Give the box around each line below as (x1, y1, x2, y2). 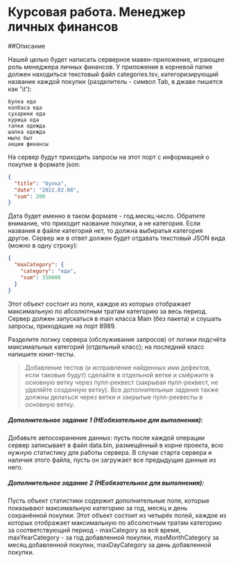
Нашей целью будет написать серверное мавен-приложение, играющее (8, 55, 225, 63)
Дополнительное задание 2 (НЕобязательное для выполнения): (8, 479, 205, 487)
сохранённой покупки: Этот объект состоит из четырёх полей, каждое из (8, 511, 227, 519)
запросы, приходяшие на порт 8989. (8, 322, 116, 330)
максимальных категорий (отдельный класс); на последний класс (8, 343, 205, 351)
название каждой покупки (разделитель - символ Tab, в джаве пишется (8, 77, 223, 85)
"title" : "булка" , (14, 180, 68, 187)
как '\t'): (8, 85, 32, 93)
